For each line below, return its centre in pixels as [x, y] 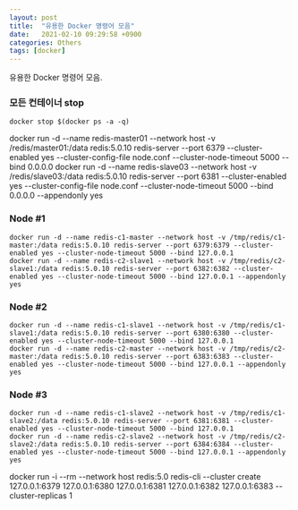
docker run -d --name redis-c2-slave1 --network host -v [118, 260]
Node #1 [28, 218]
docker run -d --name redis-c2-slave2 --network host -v [118, 437]
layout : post [34, 17]
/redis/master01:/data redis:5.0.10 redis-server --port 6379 [117, 148]
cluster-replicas [38, 496]
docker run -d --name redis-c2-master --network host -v [118, 349]
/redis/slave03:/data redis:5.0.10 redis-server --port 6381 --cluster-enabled [148, 176]
